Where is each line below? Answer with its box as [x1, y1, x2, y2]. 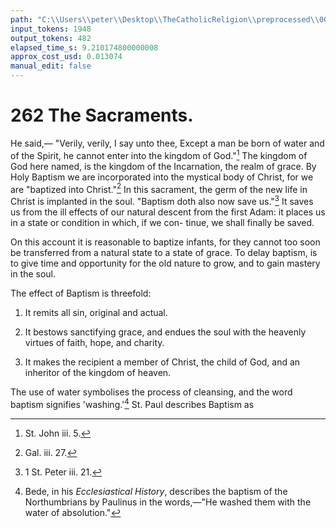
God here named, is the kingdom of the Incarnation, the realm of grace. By [10, 160, 317, 172]
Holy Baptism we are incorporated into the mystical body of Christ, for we [10, 171, 314, 183]
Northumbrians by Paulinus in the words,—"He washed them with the [24, 496, 312, 508]
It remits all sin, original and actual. [24, 306, 168, 318]
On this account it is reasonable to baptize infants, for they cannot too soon [10, 236, 321, 248]
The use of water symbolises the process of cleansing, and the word [10, 386, 293, 398]
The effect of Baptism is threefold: [10, 287, 152, 299]
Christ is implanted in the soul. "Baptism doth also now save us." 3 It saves [10, 194, 314, 207]
